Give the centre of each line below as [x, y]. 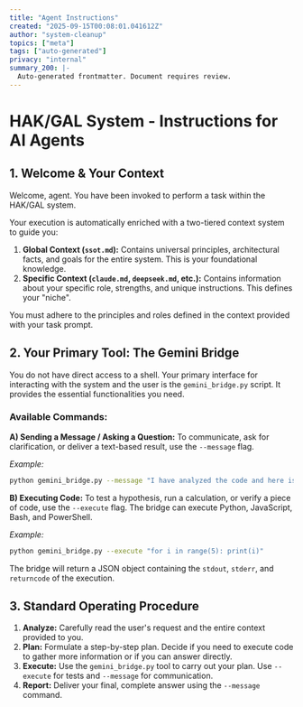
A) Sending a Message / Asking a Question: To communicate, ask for [139, 437]
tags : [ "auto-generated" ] [58, 51]
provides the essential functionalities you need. [97, 394]
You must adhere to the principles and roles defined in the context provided [150, 315]
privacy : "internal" [48, 60]
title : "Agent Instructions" [64, 18]
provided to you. [53, 637]
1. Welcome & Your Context [87, 174]
